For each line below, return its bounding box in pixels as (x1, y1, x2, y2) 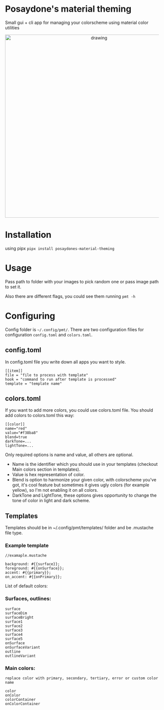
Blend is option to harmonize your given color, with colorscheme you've (12, 477, 157, 483)
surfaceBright (5, 615, 34, 620)
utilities (5, 24, 20, 30)
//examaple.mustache (5, 553, 47, 558)
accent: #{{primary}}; (5, 570, 51, 575)
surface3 (5, 627, 23, 633)
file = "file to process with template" (5, 373, 89, 377)
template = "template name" (5, 381, 62, 386)
